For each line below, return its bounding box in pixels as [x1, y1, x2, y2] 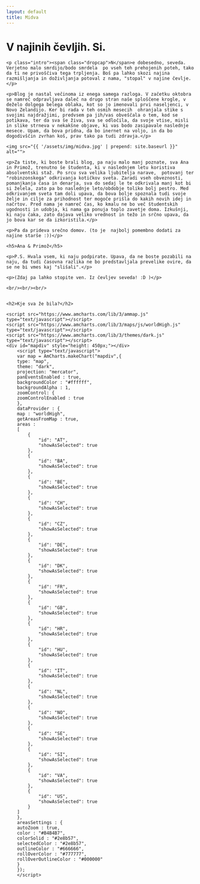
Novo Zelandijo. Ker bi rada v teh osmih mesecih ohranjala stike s [6, 107, 184, 113]
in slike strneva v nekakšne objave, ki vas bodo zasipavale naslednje [6, 123, 189, 129]
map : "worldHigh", [17, 411, 66, 417]
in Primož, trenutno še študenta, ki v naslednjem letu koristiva [6, 165, 175, 171]
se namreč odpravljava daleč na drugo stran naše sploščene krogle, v [6, 96, 186, 102]
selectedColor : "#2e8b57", [17, 841, 87, 847]
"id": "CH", [38, 500, 68, 506]
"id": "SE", [38, 731, 68, 737]
